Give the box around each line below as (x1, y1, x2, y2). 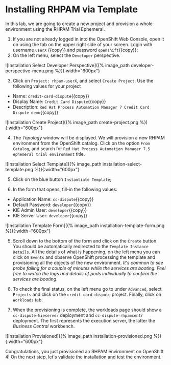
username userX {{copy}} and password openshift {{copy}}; (12, 47, 138, 53)
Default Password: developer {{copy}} (12, 201, 91, 208)
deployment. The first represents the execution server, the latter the (12, 317, 156, 323)
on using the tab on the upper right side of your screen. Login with (12, 41, 153, 47)
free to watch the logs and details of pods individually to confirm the (12, 270, 157, 276)
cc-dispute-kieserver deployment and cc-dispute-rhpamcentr (12, 312, 143, 318)
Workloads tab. (12, 296, 43, 303)
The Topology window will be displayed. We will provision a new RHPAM (12, 134, 165, 140)
